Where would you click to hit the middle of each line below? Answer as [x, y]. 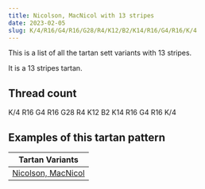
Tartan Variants [49, 160]
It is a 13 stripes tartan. [45, 68]
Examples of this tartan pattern [87, 137]
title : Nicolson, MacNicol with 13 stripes [81, 15]
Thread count [43, 93]
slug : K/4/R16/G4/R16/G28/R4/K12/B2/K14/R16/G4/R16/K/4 [102, 30]
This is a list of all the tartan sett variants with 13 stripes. [100, 53]
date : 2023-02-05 [37, 23]
